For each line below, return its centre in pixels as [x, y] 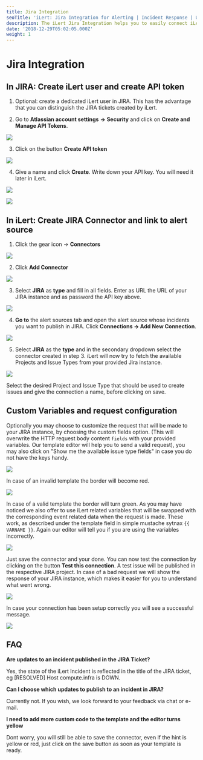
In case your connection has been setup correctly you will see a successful [100, 608]
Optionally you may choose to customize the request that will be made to [97, 425]
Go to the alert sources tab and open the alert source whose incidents [102, 320]
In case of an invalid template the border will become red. [78, 481]
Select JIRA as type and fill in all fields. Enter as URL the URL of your [101, 290]
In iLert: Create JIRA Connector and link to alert [97, 220]
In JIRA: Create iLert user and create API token [95, 86]
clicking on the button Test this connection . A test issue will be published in [101, 565]
